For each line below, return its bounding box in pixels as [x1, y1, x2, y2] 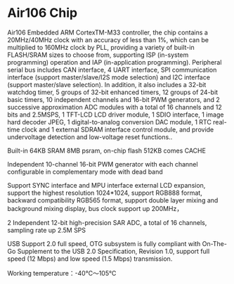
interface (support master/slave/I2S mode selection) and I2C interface [7, 72, 211, 82]
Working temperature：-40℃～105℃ [7, 269, 117, 277]
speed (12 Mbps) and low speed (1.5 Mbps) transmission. [7, 254, 173, 263]
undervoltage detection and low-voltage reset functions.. [7, 132, 173, 141]
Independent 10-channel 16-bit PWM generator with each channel [7, 160, 198, 168]
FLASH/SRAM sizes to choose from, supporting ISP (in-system [7, 51, 189, 59]
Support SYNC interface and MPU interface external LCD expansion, [7, 181, 206, 189]
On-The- [202, 239, 227, 247]
